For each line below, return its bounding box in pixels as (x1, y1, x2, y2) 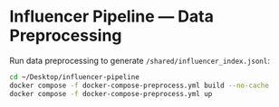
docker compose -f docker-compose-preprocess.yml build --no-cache (9, 81, 270, 90)
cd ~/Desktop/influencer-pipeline (9, 72, 140, 82)
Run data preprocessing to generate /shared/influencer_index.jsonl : (9, 55, 270, 66)
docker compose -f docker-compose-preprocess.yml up (9, 89, 213, 98)
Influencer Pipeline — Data (9, 6, 215, 27)
